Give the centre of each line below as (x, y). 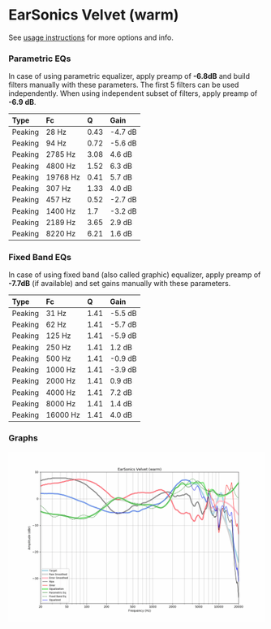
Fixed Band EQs (40, 257)
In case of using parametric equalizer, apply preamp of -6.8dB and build (129, 76)
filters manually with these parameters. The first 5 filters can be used (124, 85)
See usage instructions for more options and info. (91, 37)
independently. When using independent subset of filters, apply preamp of (133, 93)
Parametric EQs (40, 59)
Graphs (23, 438)
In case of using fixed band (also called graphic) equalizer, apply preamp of (135, 275)
